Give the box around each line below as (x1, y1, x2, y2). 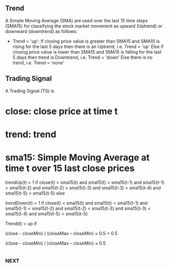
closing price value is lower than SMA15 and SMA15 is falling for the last (12, 49, 162, 55)
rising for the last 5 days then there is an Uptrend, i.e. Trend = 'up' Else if (12, 43, 164, 50)
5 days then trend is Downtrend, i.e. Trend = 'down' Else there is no (12, 54, 153, 60)
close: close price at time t (5, 105, 118, 117)
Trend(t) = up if (5, 220, 37, 226)
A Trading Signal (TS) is (5, 88, 54, 94)
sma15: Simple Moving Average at (5, 152, 150, 164)
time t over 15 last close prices (5, 163, 135, 174)
